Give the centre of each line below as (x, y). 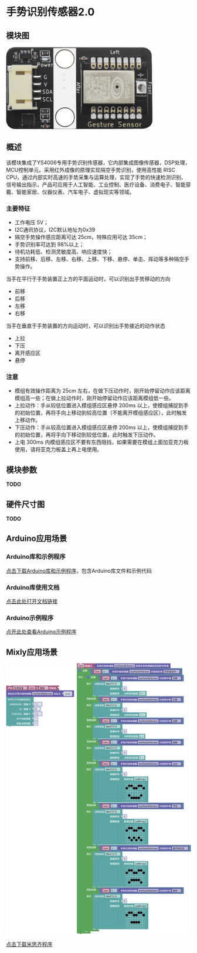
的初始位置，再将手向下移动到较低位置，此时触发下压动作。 (86, 435)
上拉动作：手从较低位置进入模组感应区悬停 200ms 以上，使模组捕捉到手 (101, 405)
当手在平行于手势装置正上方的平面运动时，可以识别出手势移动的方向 (88, 279)
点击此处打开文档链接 (32, 601)
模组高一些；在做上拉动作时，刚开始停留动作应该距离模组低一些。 (94, 398)
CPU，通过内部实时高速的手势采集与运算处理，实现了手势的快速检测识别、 (96, 177)
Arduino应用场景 (37, 538)
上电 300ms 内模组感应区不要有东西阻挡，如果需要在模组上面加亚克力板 (101, 442)
